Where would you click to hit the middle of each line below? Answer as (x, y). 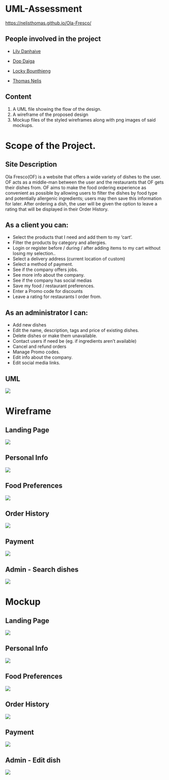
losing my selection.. (34, 253)
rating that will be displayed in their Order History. (57, 209)
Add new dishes (29, 325)
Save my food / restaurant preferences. (54, 286)
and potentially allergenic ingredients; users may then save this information (83, 198)
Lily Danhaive (27, 51)
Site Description (31, 164)
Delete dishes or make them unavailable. (55, 336)
